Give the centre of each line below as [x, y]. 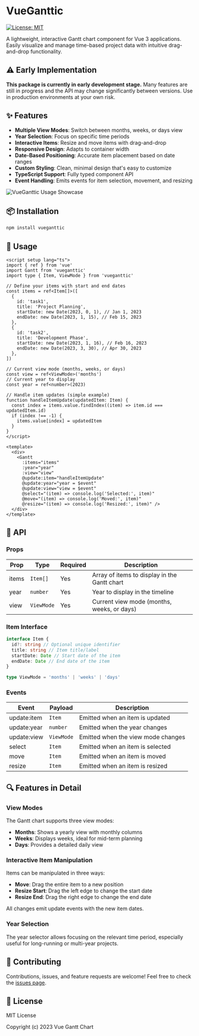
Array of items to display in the [134, 575]
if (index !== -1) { [37, 416]
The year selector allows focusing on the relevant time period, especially [95, 937]
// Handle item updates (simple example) [58, 395]
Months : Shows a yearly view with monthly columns [78, 832]
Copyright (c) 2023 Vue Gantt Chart [50, 1027]
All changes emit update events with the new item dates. [75, 908]
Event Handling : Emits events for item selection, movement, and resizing [103, 180]
